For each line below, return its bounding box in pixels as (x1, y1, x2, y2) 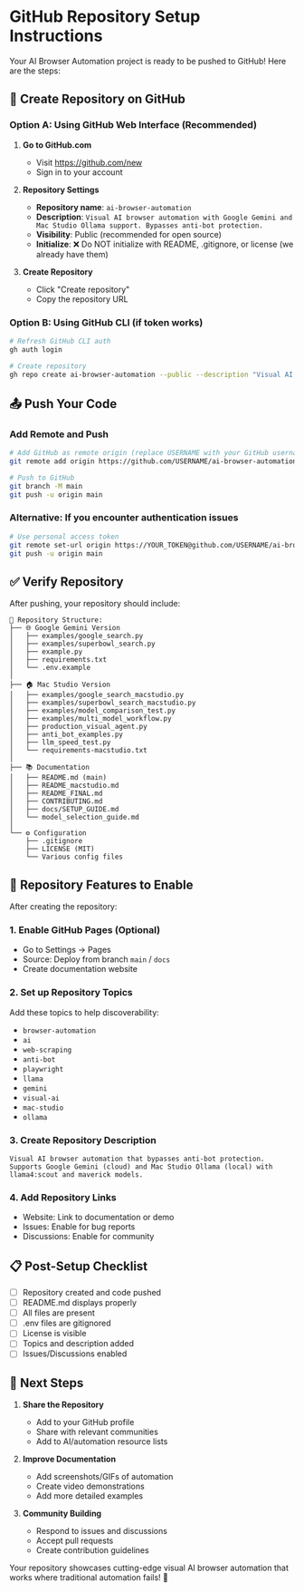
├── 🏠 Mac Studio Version (9, 680, 111, 690)
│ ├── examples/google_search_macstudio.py (9, 691, 184, 700)
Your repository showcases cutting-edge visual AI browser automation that (9, 1562, 290, 1574)
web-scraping (22, 1045, 72, 1054)
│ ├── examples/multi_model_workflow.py (9, 714, 172, 723)
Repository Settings (22, 184, 100, 195)
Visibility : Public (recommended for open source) (35, 228, 222, 239)
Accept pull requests (35, 1535, 114, 1547)
